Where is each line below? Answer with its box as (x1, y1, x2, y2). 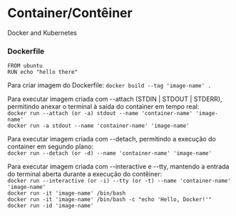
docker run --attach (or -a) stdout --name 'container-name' (7, 110, 193, 117)
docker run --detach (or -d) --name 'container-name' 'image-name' (7, 150, 212, 157)
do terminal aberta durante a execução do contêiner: (7, 170, 163, 178)
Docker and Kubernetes (7, 28, 77, 37)
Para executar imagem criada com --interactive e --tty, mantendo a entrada (7, 162, 230, 171)
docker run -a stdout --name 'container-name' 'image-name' (7, 122, 190, 129)
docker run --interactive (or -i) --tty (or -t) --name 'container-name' (7, 178, 232, 185)
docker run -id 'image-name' (7, 202, 94, 210)
